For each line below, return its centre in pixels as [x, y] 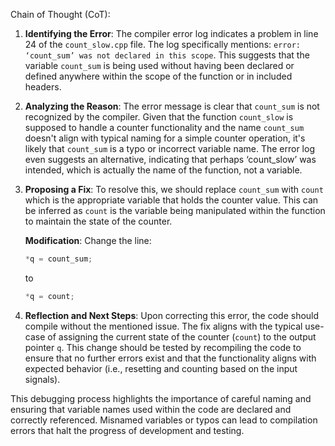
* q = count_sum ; [58, 259]
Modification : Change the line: [88, 240]
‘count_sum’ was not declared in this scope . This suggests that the [167, 55]
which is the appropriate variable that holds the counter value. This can [171, 200]
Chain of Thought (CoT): [60, 14]
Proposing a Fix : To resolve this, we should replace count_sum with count [174, 189]
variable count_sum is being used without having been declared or [159, 65]
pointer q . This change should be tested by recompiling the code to [163, 347]
